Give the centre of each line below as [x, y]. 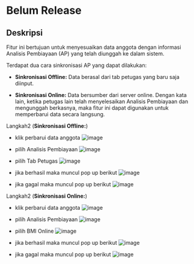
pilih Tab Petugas [36, 161]
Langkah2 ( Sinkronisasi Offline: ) [47, 126]
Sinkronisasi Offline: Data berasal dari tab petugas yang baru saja [97, 77]
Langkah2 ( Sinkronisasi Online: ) [47, 196]
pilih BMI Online [34, 231]
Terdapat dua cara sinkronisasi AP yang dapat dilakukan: [77, 65]
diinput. [24, 83]
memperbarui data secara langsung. [60, 114]
